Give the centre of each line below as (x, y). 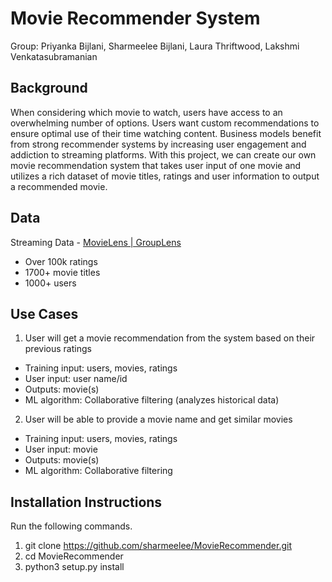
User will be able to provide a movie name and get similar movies (158, 419)
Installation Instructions (86, 502)
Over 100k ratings (61, 261)
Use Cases (44, 313)
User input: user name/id (76, 379)
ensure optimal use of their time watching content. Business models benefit (166, 133)
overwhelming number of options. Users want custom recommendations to (165, 123)
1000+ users (50, 283)
